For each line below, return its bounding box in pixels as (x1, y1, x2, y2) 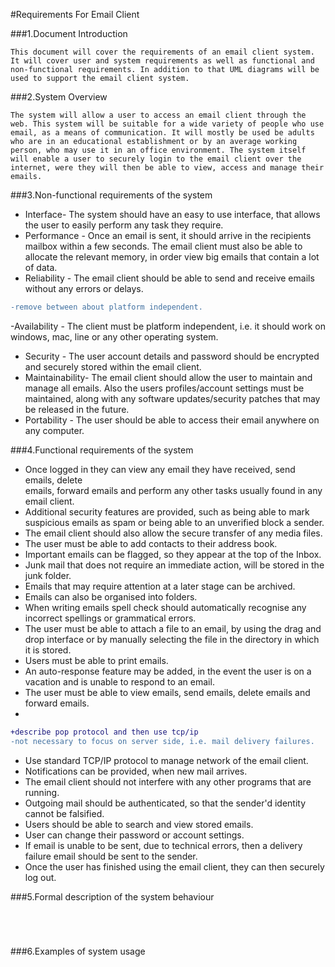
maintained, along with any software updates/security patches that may (24, 392, 321, 404)
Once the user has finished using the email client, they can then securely (24, 860, 325, 873)
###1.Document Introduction (10, 28, 128, 39)
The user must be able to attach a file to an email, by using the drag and (24, 622, 322, 634)
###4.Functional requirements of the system (10, 444, 194, 456)
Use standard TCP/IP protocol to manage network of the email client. (24, 754, 309, 766)
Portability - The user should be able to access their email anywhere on (24, 414, 320, 426)
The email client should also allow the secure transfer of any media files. (24, 527, 323, 539)
